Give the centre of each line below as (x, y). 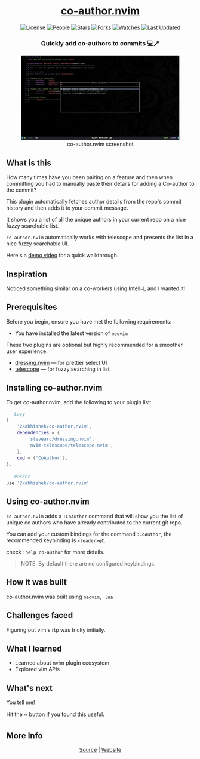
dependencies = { (39, 433)
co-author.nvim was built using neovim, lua (60, 597)
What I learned (34, 648)
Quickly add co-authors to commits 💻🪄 (100, 43)
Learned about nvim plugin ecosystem (62, 663)
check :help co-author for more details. (56, 552)
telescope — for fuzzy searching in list (62, 369)
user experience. (27, 351)
